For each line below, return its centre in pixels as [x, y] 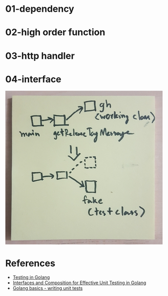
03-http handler [40, 56]
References [30, 263]
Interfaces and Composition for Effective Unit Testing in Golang [79, 283]
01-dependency [40, 9]
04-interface [33, 79]
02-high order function [55, 33]
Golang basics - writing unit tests [48, 288]
